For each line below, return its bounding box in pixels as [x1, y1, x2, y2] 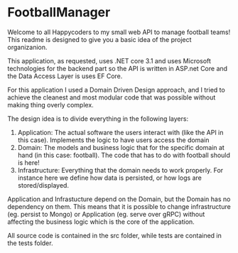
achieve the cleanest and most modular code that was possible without [7, 93, 216, 102]
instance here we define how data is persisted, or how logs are [17, 173, 202, 182]
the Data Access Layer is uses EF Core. [7, 72, 123, 80]
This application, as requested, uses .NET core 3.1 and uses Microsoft [7, 56, 212, 65]
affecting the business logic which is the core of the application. [7, 217, 195, 226]
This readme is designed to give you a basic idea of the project [7, 35, 192, 43]
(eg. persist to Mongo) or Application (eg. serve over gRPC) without [7, 210, 205, 218]
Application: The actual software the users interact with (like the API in [17, 128, 224, 136]
